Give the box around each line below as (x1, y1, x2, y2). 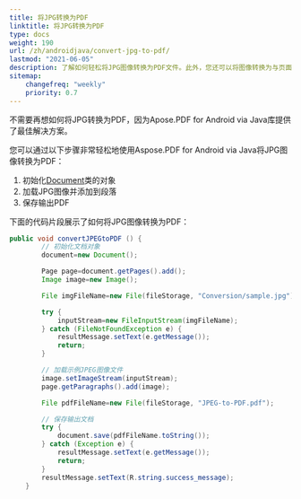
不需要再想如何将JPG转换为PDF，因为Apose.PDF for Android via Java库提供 (9, 114, 291, 125)
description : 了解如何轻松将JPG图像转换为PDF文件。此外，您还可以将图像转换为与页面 (9, 64, 293, 73)
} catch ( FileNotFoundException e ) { (41, 324, 182, 333)
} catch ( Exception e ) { (41, 440, 134, 449)
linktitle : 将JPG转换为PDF (9, 22, 105, 31)
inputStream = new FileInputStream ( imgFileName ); (56, 316, 239, 325)
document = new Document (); (41, 250, 139, 260)
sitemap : (9, 72, 42, 81)
